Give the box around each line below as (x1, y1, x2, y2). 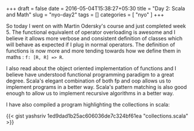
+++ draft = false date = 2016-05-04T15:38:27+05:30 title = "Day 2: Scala (6, 5, 186, 12)
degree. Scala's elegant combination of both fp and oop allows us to (6, 77, 171, 84)
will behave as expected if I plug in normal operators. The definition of (6, 41, 175, 48)
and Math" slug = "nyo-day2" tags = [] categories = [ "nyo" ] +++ (6, 11, 164, 18)
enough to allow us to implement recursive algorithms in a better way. (6, 90, 174, 96)
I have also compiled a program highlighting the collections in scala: (6, 101, 170, 108)
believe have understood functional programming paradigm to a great (6, 71, 174, 78)
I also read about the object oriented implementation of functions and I (6, 65, 176, 72)
